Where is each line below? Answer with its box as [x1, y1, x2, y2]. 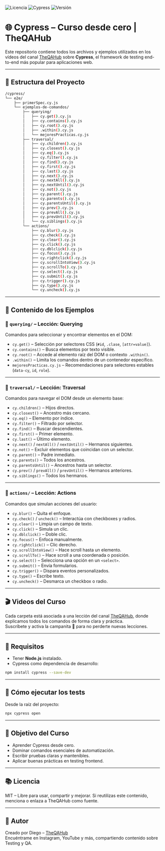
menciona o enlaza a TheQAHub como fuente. [5, 798, 99, 804]
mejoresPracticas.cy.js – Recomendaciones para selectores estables [12, 362, 154, 368]
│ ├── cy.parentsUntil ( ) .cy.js [23, 200, 91, 206]
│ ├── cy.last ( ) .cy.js [23, 169, 74, 174]
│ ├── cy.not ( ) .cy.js [23, 187, 71, 192]
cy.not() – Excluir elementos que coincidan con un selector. [12, 447, 134, 453]
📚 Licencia [5, 777, 40, 786]
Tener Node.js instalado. [12, 655, 63, 661]
